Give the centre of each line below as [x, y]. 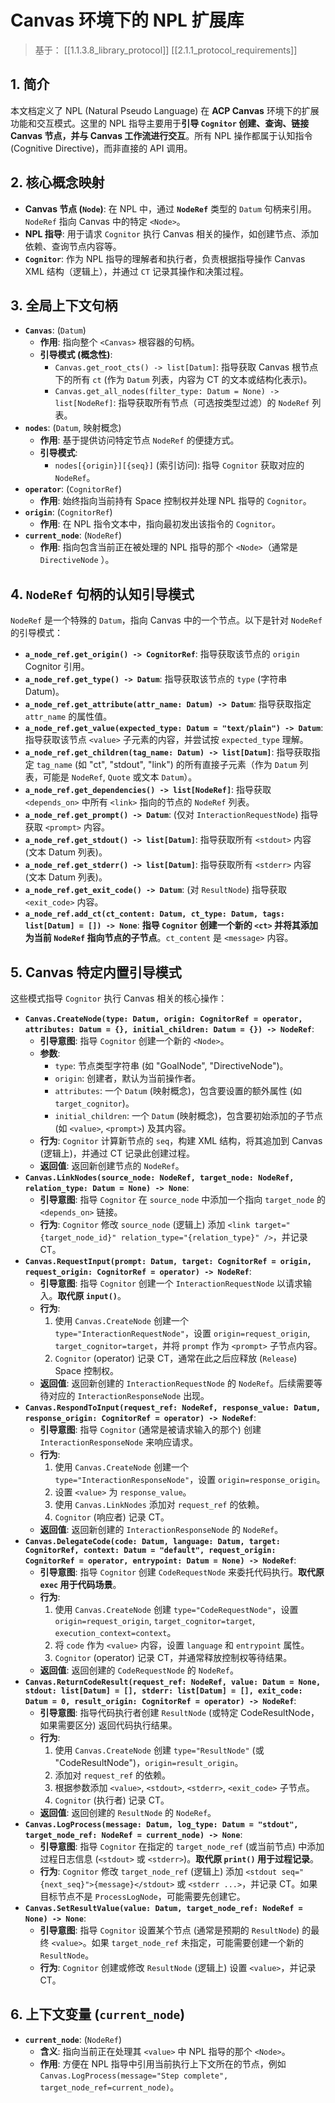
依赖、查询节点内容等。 [73, 246]
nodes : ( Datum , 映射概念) [73, 428]
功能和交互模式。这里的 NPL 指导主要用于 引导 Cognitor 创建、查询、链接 [160, 123]
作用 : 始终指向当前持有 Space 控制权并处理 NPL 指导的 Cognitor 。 [175, 501]
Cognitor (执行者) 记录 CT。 [112, 1800]
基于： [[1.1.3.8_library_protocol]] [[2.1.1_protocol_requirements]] [166, 50]
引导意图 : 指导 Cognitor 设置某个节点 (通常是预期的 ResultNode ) [169, 1930]
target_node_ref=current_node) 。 [109, 2087]
